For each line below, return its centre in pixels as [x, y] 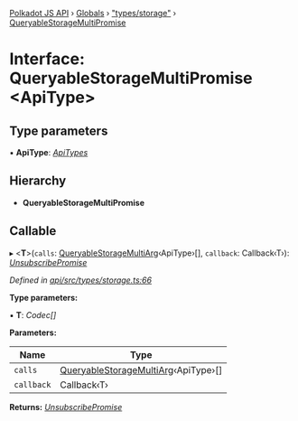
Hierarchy [38, 181]
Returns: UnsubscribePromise [66, 407]
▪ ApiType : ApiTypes [49, 152]
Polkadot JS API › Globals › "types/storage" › [93, 13]
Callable [33, 231]
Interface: [47, 59]
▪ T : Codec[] [33, 314]
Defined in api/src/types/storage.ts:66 [80, 280]
